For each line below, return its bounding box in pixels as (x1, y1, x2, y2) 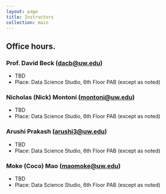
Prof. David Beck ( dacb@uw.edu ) (6, 59, 103, 67)
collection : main (6, 19, 49, 25)
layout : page (6, 8, 38, 15)
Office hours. (6, 41, 56, 51)
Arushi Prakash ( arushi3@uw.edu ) (6, 128, 107, 136)
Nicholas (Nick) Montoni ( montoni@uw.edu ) (6, 93, 135, 101)
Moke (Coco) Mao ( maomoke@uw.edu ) (6, 162, 121, 170)
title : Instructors (6, 14, 54, 20)
